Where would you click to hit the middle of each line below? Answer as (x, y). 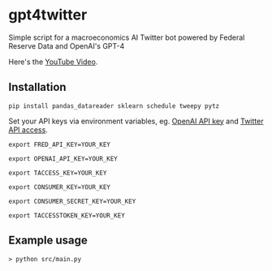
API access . (28, 129)
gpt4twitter (48, 15)
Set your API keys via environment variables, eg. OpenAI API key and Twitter (136, 121)
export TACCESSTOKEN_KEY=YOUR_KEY (67, 215)
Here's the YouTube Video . (53, 62)
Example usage (48, 241)
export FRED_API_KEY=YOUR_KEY (60, 144)
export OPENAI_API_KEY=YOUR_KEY (63, 159)
